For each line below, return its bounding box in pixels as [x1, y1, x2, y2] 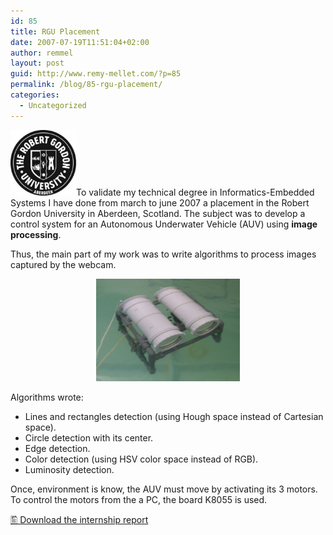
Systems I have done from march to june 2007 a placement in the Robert [10, 196, 310, 209]
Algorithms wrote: [10, 391, 84, 403]
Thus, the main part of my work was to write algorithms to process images [10, 248, 317, 260]
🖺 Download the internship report [10, 513, 149, 525]
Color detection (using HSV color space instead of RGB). [24, 453, 259, 465]
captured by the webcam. [10, 258, 117, 270]
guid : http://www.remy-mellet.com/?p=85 [10, 69, 182, 79]
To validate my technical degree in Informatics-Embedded [76, 186, 315, 198]
